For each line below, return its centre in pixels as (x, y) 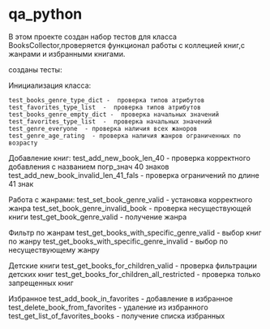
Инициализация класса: (50, 85)
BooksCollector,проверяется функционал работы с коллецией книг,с (127, 45)
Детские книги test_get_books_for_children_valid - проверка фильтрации (133, 266)
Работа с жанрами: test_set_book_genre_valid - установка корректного (131, 199)
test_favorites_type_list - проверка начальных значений (110, 121)
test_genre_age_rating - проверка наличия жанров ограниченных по (125, 136)
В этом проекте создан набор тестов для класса (92, 37)
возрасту (23, 143)
